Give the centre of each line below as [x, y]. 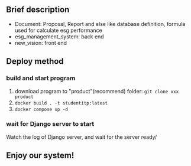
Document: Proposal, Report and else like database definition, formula [100, 24]
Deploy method [35, 61]
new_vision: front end [41, 43]
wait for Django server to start [50, 124]
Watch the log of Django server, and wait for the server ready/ [82, 137]
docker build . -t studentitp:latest [61, 103]
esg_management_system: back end [59, 36]
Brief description [38, 10]
